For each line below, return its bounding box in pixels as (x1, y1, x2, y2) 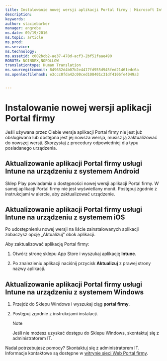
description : (5, 12, 32, 17)
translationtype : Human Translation (5, 63, 81, 68)
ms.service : (5, 44, 30, 49)
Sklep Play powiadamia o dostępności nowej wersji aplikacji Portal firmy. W (5, 180, 159, 186)
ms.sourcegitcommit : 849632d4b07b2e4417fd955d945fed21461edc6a (5, 68, 139, 73)
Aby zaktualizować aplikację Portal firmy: (5, 241, 89, 247)
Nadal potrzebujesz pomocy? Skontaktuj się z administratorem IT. (5, 345, 140, 351)
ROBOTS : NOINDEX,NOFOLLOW (5, 58, 59, 63)
